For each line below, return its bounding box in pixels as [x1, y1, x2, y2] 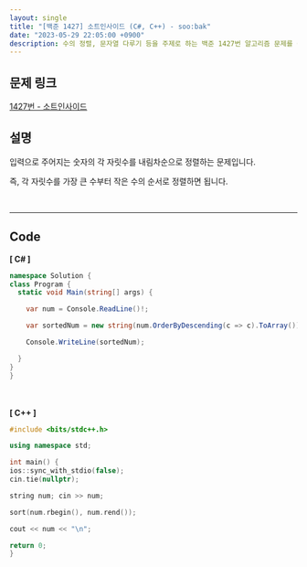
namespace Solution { [9, 271, 92, 280]
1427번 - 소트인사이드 [9, 102, 88, 112]
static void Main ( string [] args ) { [17, 288, 153, 297]
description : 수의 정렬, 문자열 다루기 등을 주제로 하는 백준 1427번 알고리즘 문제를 [9, 38, 293, 48]
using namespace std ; [9, 441, 92, 451]
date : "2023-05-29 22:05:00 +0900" [9, 30, 145, 39]
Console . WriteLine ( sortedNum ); [26, 337, 145, 348]
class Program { [9, 280, 71, 289]
